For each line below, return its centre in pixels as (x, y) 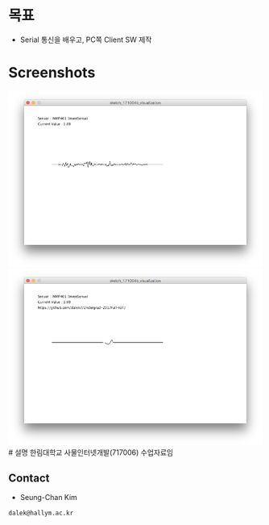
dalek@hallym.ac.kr (41, 513)
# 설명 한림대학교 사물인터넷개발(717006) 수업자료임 (91, 452)
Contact (29, 478)
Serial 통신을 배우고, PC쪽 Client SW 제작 (86, 40)
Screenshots (52, 73)
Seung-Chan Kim (49, 498)
